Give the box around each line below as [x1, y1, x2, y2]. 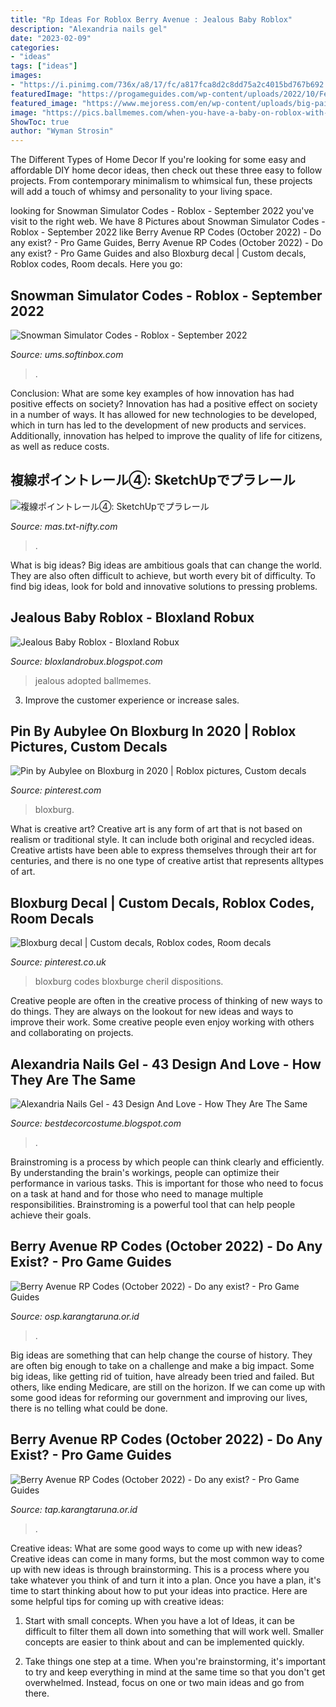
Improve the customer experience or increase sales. [24, 694, 240, 706]
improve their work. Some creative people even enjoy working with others [10, 1016, 315, 1028]
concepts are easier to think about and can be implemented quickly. [24, 1636, 305, 1648]
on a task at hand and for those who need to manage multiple [10, 1188, 264, 1200]
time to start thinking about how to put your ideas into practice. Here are [10, 1584, 308, 1596]
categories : [10, 42, 60, 53]
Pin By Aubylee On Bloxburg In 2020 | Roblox [10, 722, 297, 740]
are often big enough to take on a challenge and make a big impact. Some [10, 1359, 315, 1371]
